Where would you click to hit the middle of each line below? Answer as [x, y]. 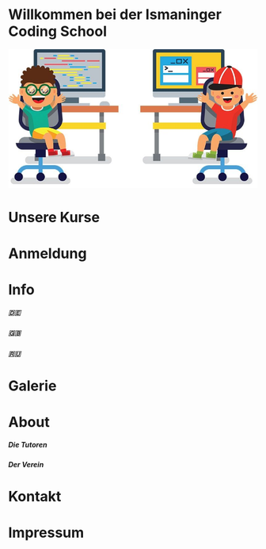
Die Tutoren [28, 444]
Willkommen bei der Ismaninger [115, 15]
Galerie [32, 386]
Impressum [46, 533]
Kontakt [35, 497]
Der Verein [26, 464]
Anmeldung [47, 253]
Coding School [58, 31]
